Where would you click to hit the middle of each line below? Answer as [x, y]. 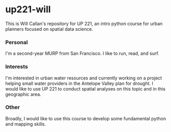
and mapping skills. [26, 124]
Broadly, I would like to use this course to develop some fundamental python [86, 118]
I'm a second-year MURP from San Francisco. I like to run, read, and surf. [82, 53]
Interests [17, 67]
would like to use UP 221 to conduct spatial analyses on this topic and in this [86, 89]
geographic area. [23, 94]
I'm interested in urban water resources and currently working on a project [84, 78]
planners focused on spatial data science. [49, 29]
